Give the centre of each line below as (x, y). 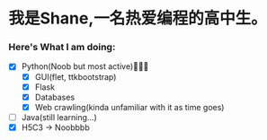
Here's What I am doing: (62, 48)
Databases (55, 97)
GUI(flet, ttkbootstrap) (76, 76)
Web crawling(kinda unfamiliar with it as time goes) (129, 107)
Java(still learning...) (59, 117)
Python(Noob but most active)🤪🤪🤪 (85, 66)
